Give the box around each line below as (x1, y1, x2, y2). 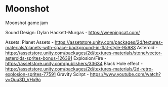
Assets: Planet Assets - (5, 39, 54, 45)
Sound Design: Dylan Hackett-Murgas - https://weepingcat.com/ (5, 29, 140, 35)
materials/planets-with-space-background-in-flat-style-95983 (5, 44, 136, 50)
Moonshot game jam (5, 20, 48, 26)
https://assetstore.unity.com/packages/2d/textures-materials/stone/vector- (5, 50, 163, 56)
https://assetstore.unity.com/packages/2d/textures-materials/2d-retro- (5, 66, 153, 72)
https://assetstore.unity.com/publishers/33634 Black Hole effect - (5, 60, 143, 66)
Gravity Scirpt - (57, 71, 89, 77)
